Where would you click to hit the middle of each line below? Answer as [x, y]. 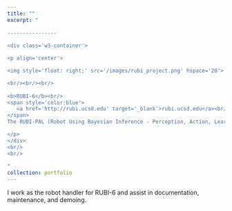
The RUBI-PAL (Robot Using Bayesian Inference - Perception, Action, [109, 122]
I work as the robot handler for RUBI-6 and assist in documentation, [103, 192]
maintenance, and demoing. [47, 200]
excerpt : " [23, 20]
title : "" [21, 13]
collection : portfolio [40, 173]
